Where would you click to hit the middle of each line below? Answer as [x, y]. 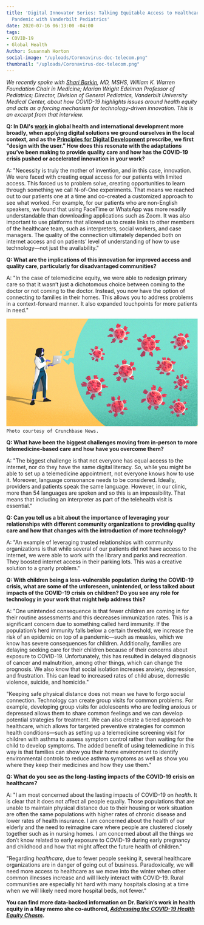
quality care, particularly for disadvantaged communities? [81, 266]
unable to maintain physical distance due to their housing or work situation [100, 808]
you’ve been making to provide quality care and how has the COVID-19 [97, 152]
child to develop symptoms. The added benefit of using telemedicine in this [100, 745]
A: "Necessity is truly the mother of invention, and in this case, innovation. [99, 170]
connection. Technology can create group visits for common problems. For [100, 700]
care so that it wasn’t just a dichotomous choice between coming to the [96, 284]
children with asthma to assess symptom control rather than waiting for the [100, 739]
